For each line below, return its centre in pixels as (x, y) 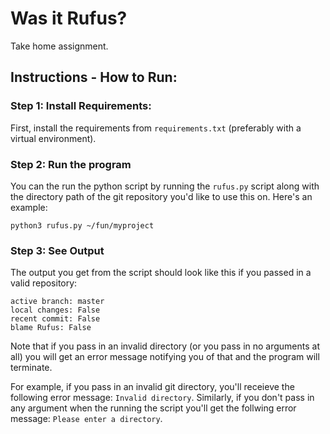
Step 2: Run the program (71, 164)
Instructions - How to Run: (94, 77)
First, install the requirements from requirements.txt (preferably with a (156, 128)
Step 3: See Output (57, 250)
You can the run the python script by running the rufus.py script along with (165, 186)
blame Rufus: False (51, 328)
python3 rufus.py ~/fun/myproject (82, 225)
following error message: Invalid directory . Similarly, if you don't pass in (162, 398)
